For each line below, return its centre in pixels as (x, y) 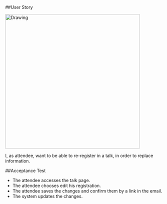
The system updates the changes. (47, 196)
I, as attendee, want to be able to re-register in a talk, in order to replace (79, 155)
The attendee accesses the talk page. (51, 180)
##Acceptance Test (25, 170)
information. (18, 161)
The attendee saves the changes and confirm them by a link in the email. (87, 191)
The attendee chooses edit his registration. (56, 185)
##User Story (19, 7)
